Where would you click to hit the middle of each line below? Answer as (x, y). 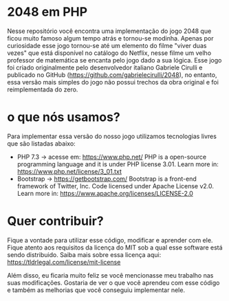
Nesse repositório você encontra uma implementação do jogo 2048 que (109, 31)
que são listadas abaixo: (41, 143)
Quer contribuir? (56, 221)
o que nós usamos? (64, 117)
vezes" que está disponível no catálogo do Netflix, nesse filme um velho (109, 53)
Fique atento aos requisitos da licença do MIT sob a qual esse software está (115, 247)
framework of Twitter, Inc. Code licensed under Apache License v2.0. (116, 186)
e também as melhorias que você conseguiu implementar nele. (96, 290)
